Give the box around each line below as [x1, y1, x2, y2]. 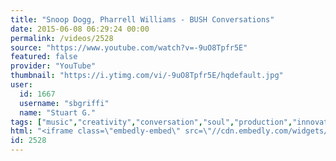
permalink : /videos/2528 [10, 33, 114, 43]
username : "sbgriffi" [19, 98, 110, 108]
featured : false [10, 52, 78, 62]
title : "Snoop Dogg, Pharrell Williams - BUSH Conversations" [10, 14, 275, 25]
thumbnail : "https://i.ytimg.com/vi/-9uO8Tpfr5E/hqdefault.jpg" [10, 71, 284, 81]
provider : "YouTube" [10, 61, 97, 71]
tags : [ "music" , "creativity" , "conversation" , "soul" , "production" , [10, 117, 293, 127]
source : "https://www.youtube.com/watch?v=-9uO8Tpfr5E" [10, 42, 248, 53]
